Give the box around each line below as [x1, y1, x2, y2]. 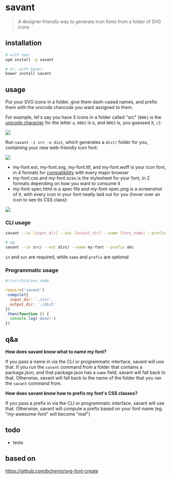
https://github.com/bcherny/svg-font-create [5, 468, 98, 474]
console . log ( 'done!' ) [10, 316, 56, 321]
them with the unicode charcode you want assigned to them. [5, 104, 134, 111]
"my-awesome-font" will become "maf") [5, 411, 91, 417]
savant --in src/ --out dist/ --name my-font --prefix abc [5, 245, 134, 250]
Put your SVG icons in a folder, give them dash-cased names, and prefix [5, 99, 158, 105]
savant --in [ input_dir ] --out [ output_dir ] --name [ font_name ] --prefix [5, 231, 166, 236]
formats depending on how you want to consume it [12, 181, 121, 187]
